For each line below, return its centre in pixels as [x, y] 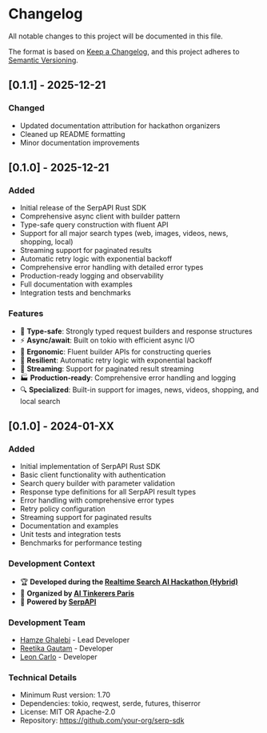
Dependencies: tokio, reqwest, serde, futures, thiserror [110, 703]
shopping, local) [46, 242]
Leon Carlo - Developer [58, 656]
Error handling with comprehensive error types [97, 500]
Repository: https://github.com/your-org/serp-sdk [102, 720]
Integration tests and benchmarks [76, 293]
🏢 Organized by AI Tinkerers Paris [77, 593]
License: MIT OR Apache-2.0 [68, 712]
